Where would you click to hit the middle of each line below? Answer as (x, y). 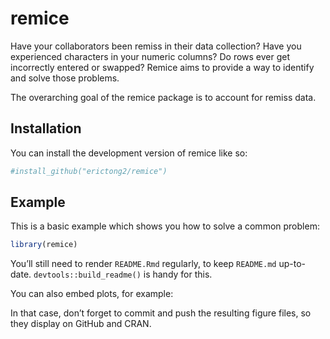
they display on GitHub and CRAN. (81, 324)
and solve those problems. (65, 78)
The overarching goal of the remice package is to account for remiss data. (163, 97)
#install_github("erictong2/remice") (89, 171)
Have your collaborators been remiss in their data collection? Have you (156, 46)
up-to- (292, 264)
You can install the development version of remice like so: (129, 153)
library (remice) (44, 245)
